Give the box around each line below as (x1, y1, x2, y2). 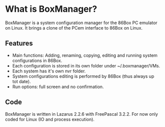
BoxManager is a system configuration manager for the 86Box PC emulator (5, 20, 158, 26)
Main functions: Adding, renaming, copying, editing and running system (12, 52, 158, 58)
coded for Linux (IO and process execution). (5, 116, 95, 122)
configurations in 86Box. (12, 58, 63, 63)
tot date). (12, 78, 31, 84)
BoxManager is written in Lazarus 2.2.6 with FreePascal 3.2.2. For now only (5, 111, 159, 117)
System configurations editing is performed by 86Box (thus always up (12, 73, 154, 79)
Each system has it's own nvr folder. (12, 68, 86, 74)
